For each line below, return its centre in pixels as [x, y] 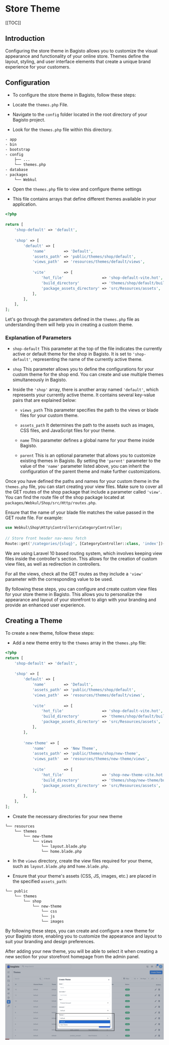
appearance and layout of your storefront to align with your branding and [81, 599]
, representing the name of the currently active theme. [87, 359]
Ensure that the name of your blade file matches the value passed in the [80, 513]
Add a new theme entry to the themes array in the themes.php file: [79, 643]
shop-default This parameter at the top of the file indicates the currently [87, 349]
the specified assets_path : [40, 881]
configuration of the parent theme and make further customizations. [91, 471]
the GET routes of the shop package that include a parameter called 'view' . [83, 492]
